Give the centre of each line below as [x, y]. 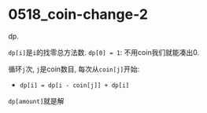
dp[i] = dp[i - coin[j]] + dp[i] [74, 85]
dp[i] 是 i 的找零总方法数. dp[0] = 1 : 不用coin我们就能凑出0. [103, 52]
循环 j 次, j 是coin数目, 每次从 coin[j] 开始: [74, 69]
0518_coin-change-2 [78, 15]
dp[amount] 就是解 [36, 100]
